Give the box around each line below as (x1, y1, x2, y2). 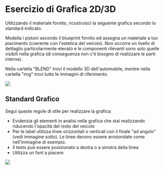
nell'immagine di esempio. (12, 139, 66, 145)
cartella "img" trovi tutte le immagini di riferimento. (5, 71, 108, 77)
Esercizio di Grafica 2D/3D (5, 3, 116, 15)
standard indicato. (5, 25, 42, 31)
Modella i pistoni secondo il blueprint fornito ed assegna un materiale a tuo (5, 35, 158, 41)
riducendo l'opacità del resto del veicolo (12, 123, 95, 129)
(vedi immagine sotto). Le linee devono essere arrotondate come (12, 134, 145, 140)
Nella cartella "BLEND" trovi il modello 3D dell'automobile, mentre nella (5, 66, 151, 72)
